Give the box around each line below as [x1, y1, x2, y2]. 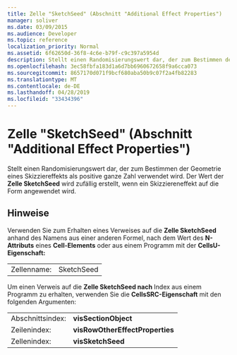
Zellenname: [11, 264, 51, 274]
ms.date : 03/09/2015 [7, 23, 68, 30]
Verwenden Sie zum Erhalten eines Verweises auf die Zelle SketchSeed [7, 226, 217, 234]
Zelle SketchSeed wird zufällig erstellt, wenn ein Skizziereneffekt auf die [7, 179, 219, 188]
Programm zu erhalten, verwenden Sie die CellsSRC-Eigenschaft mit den [7, 290, 221, 299]
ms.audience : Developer [7, 30, 78, 37]
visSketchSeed [73, 336, 125, 346]
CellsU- [197, 241, 221, 249]
